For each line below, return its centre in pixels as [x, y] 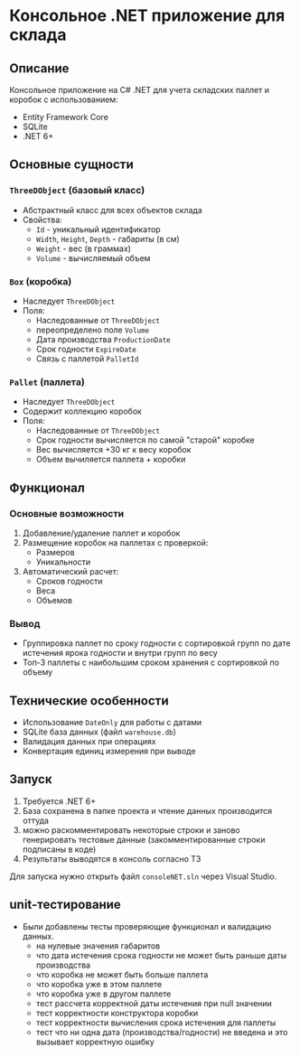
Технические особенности [89, 701]
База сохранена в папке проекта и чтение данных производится [147, 810]
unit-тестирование [66, 905]
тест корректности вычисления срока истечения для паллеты [156, 1023]
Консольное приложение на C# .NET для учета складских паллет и [139, 90]
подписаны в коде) [59, 849]
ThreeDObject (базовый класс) [77, 191]
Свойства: [42, 220]
